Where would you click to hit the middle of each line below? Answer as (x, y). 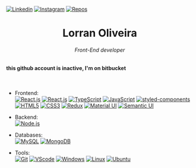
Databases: (29, 135)
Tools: (22, 153)
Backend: (26, 117)
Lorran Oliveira (100, 33)
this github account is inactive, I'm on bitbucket (66, 68)
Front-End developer (100, 50)
